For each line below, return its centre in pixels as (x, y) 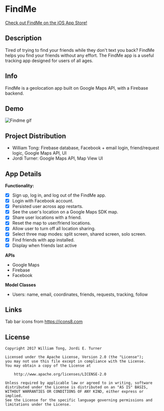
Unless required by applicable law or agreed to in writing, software (79, 383)
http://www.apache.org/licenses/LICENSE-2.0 (60, 375)
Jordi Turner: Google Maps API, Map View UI (57, 158)
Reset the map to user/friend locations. (52, 223)
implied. (14, 396)
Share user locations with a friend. (47, 217)
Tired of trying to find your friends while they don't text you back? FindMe (80, 50)
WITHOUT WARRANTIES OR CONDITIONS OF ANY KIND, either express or (74, 392)
